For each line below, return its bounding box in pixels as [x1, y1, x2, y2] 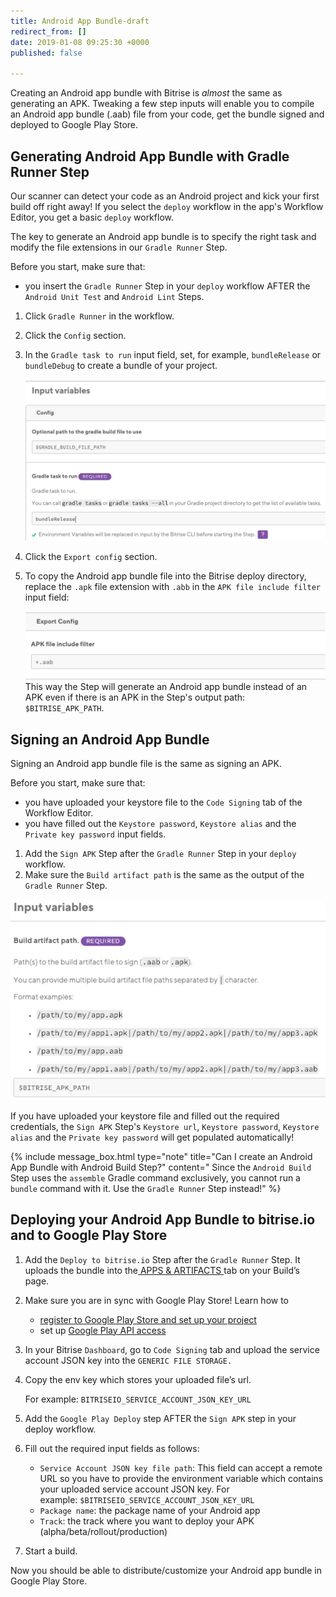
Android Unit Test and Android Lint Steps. [24, 290, 205, 302]
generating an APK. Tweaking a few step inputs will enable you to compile [10, 98, 315, 110]
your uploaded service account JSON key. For [39, 1483, 230, 1495]
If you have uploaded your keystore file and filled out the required [10, 1110, 280, 1122]
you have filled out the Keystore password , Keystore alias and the [24, 818, 297, 830]
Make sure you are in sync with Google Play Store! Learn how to [24, 1294, 290, 1306]
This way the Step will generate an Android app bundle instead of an [24, 681, 308, 693]
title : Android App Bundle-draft [10, 16, 150, 26]
